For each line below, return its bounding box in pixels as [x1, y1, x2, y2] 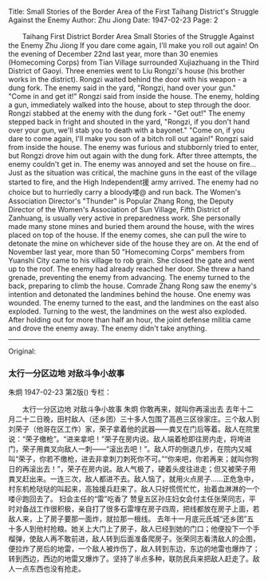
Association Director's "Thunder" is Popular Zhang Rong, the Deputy [8, 196, 234, 206]
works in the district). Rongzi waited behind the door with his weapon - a [8, 75, 247, 84]
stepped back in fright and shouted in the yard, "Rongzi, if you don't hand [8, 117, 250, 126]
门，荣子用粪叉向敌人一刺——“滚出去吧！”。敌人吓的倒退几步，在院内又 [8, 445, 246, 454]
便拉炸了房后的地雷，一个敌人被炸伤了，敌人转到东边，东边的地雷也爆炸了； [8, 544, 260, 554]
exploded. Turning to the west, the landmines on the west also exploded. [8, 306, 247, 316]
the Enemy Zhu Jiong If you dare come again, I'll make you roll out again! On [8, 41, 259, 50]
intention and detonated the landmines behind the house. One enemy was [8, 290, 251, 298]
